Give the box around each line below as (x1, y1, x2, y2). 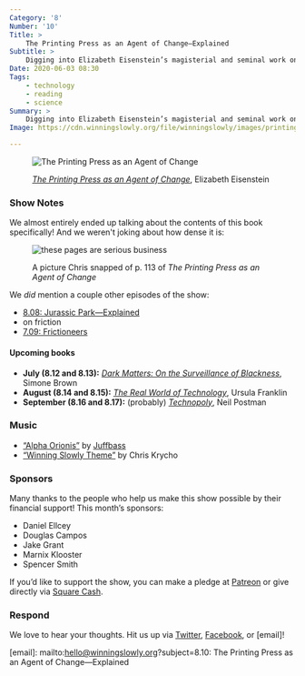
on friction (22, 317, 62, 328)
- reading (25, 89, 64, 98)
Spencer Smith (22, 559, 79, 570)
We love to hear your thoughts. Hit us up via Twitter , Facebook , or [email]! (9, 630, 285, 641)
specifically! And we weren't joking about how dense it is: (9, 227, 225, 237)
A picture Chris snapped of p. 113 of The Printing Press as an (32, 262, 261, 273)
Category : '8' (9, 13, 64, 23)
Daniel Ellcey (22, 520, 71, 531)
